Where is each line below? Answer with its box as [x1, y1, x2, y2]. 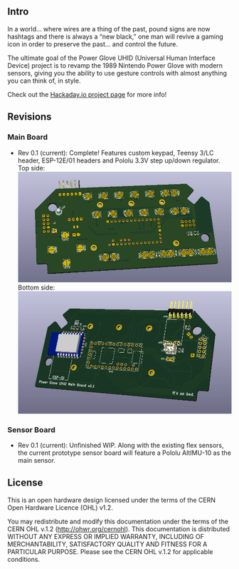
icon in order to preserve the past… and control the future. [7, 39, 178, 48]
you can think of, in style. [7, 76, 81, 85]
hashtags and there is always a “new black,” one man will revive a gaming [7, 32, 224, 41]
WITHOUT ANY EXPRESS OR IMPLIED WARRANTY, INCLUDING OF [7, 532, 204, 540]
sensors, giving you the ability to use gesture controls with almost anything [7, 68, 228, 77]
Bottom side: [17, 283, 55, 292]
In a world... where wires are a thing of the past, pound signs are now [7, 24, 211, 33]
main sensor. [17, 456, 55, 464]
